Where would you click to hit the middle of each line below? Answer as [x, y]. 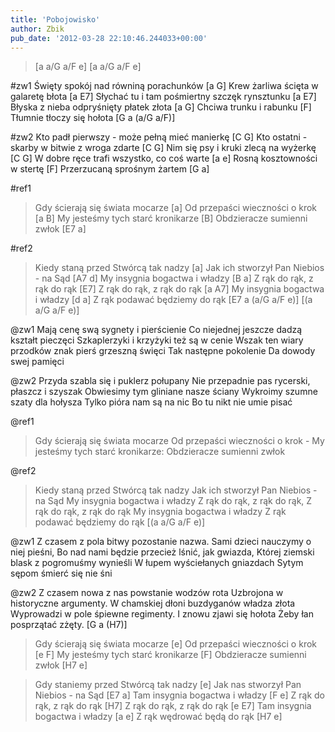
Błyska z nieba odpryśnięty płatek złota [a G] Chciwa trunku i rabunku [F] [161, 107]
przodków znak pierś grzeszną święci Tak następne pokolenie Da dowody [163, 351]
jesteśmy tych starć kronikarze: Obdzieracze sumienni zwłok [160, 452]
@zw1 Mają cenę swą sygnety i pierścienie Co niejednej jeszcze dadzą [156, 330]
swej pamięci [37, 362]
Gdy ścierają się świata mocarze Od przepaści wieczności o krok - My [179, 441]
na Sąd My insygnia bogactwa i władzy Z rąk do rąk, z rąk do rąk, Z [173, 501]
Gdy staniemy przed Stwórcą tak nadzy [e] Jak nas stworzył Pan [168, 685]
